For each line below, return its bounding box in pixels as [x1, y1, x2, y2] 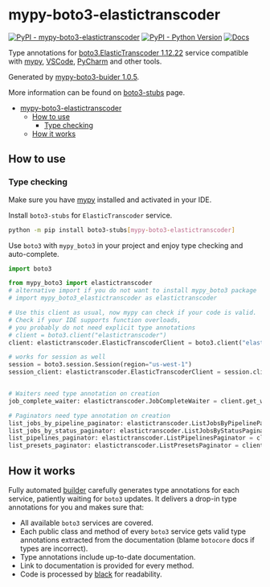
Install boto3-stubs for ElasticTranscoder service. [8, 210, 173, 220]
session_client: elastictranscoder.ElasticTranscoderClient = [8, 368, 221, 376]
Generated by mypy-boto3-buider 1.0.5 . [8, 72, 140, 81]
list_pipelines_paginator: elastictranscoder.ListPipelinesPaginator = [8, 434, 253, 442]
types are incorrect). [19, 544, 88, 553]
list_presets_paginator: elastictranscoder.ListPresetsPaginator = [8, 441, 239, 450]
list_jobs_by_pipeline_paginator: [8, 419, 125, 428]
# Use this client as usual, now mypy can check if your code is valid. [8, 308, 257, 316]
